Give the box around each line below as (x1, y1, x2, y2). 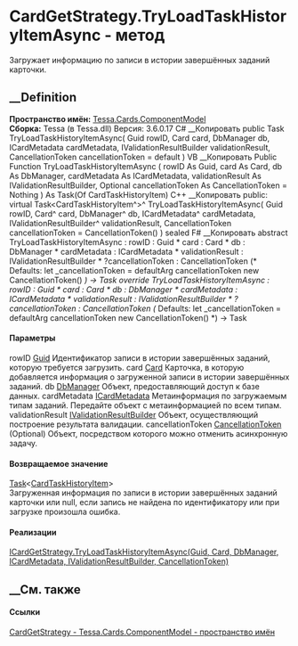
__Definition (9, 90, 77, 105)
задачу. (9, 437, 38, 448)
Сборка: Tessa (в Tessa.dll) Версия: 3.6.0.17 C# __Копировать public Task (9, 123, 285, 134)
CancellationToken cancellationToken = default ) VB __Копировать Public (9, 151, 278, 162)
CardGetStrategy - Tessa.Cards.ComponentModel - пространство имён (9, 626, 276, 637)
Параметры (9, 332, 56, 344)
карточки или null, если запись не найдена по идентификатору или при (9, 497, 280, 508)
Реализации (9, 527, 57, 537)
